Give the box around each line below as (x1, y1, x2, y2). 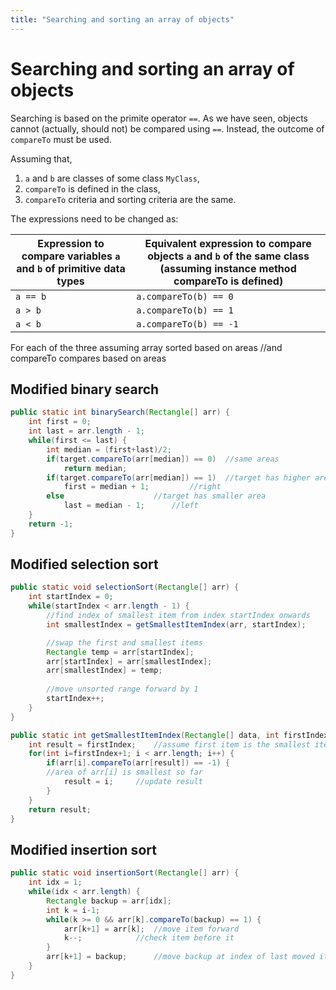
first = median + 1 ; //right (63, 482, 222, 492)
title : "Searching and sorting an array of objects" (10, 14, 235, 25)
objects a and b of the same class (147, 249, 310, 263)
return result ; (28, 804, 92, 815)
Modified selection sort (10, 556, 159, 573)
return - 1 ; (28, 519, 74, 529)
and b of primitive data (16, 261, 126, 275)
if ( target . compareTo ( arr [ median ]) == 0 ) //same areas (46, 454, 280, 464)
